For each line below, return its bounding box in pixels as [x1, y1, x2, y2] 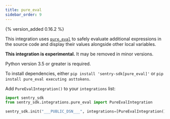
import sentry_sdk [5, 95, 44, 100]
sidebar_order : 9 [5, 12, 42, 17]
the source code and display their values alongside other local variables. [5, 41, 156, 47]
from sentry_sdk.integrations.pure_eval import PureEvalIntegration [5, 100, 153, 105]
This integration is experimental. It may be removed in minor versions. [5, 51, 154, 57]
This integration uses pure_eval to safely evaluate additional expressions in [5, 36, 162, 42]
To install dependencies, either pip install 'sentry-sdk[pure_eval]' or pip [5, 70, 163, 76]
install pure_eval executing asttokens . [5, 76, 91, 82]
